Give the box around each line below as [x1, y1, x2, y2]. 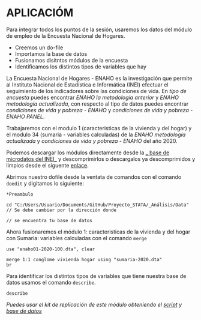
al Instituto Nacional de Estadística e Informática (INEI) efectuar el [6, 81, 169, 88]
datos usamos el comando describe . [6, 279, 96, 286]
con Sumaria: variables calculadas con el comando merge [6, 234, 147, 241]
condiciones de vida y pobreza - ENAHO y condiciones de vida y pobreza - [6, 106, 193, 113]
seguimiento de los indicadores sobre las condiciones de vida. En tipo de [6, 87, 187, 94]
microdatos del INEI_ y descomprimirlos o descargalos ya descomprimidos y [6, 155, 196, 162]
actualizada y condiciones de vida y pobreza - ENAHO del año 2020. [6, 137, 178, 144]
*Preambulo [6, 191, 34, 198]
